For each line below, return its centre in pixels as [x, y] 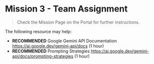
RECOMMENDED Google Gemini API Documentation [64, 41]
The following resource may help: [38, 31]
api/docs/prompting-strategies [43, 56]
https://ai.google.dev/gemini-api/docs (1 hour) [58, 46]
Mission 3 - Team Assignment [66, 9]
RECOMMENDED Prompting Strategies [51, 51]
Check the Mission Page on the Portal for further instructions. [78, 22]
